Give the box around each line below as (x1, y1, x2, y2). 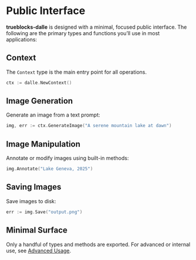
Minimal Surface (6, 225, 67, 235)
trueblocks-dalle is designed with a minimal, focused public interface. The (6, 23, 187, 30)
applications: (6, 36, 37, 43)
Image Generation (6, 96, 73, 106)
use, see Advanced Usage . (6, 247, 72, 254)
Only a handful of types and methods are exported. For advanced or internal (6, 241, 191, 248)
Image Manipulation (6, 139, 81, 149)
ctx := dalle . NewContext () (6, 80, 72, 85)
